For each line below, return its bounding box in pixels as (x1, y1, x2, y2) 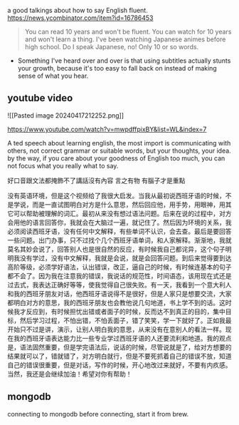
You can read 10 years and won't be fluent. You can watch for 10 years (24, 28, 232, 36)
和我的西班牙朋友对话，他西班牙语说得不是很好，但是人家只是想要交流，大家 (7, 289, 232, 298)
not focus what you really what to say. (7, 161, 119, 170)
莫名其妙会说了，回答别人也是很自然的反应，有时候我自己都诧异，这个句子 (7, 245, 225, 253)
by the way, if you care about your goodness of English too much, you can (7, 153, 225, 163)
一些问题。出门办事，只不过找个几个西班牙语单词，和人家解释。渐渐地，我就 (7, 235, 232, 245)
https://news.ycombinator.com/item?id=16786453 (7, 14, 154, 22)
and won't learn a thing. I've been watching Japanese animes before (24, 35, 226, 43)
